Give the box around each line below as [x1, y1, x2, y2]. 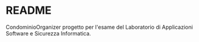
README [5, 4, 52, 17]
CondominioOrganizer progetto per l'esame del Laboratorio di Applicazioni [5, 23, 194, 31]
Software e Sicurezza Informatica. [5, 29, 92, 37]
